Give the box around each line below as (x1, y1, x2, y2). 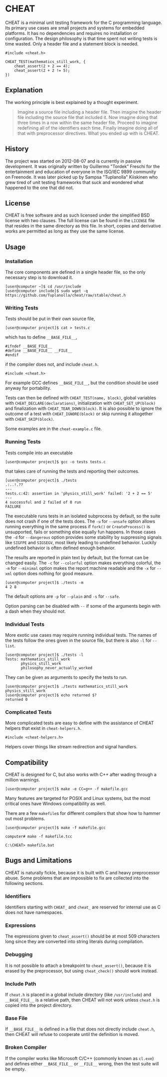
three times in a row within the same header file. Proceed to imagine (17, 120, 158, 126)
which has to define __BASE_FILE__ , (5, 334, 77, 340)
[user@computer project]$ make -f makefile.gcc (5, 825, 106, 830)
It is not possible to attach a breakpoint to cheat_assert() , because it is (5, 962, 152, 968)
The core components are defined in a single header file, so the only (5, 269, 146, 275)
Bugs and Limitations (5, 856, 72, 865)
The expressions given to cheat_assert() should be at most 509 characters (5, 933, 160, 939)
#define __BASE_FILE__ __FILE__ (5, 348, 72, 353)
